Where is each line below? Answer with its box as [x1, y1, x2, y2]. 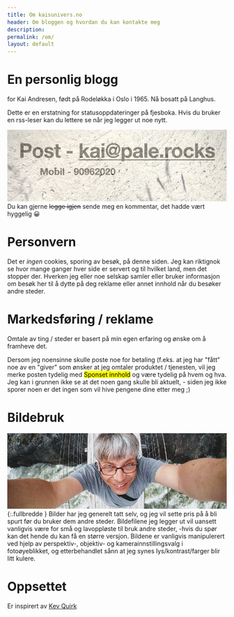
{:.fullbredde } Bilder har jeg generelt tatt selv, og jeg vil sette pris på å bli [7, 509, 217, 518]
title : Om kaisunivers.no [7, 11, 82, 18]
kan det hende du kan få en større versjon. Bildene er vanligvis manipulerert [7, 532, 225, 540]
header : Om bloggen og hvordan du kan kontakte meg [7, 18, 160, 26]
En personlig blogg [7, 72, 118, 87]
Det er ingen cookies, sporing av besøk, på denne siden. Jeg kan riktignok [7, 257, 221, 266]
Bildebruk [7, 409, 65, 426]
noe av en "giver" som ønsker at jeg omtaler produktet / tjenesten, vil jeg [7, 363, 216, 371]
